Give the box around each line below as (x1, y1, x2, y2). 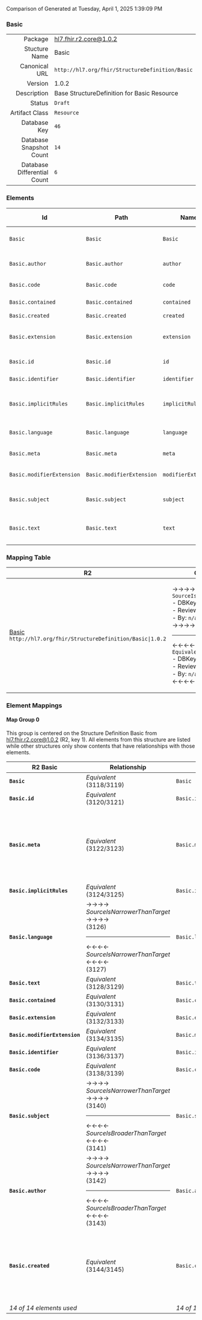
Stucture (23, 45, 49, 53)
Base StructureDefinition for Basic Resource (54, 89, 179, 98)
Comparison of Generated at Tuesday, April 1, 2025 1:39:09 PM (6, 5, 163, 12)
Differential (17, 168, 49, 177)
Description (16, 89, 49, 98)
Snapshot (21, 143, 49, 152)
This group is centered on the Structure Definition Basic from (6, 730, 158, 737)
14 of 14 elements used (9, 1304, 77, 1312)
